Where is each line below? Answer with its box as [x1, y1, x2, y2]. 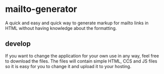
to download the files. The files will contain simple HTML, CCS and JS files [5, 58, 158, 64]
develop [5, 40, 31, 48]
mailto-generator [5, 3, 77, 15]
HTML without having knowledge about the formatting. [5, 25, 117, 31]
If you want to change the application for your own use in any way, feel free [5, 53, 160, 59]
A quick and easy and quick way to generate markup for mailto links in [5, 20, 149, 26]
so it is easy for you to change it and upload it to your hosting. [5, 63, 131, 69]
